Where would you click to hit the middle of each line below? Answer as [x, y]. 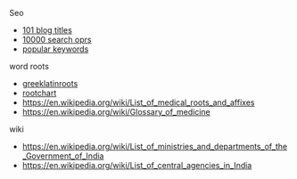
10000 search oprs [57, 40]
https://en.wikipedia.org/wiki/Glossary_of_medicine [116, 112]
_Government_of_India [63, 156]
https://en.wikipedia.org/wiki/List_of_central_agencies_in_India [137, 165]
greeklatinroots [50, 83]
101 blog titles [47, 30]
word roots [29, 66]
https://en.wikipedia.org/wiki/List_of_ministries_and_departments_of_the [155, 146]
